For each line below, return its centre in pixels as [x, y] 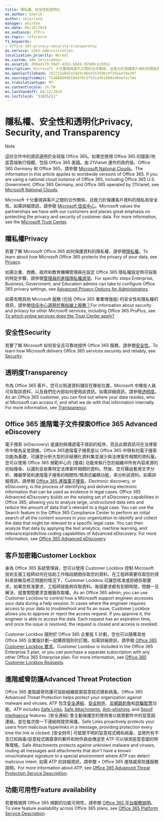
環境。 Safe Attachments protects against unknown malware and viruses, [82, 745]
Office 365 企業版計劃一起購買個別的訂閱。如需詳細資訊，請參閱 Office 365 [81, 641]
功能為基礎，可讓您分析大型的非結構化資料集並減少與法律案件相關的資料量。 [82, 457]
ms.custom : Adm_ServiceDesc [34, 60]
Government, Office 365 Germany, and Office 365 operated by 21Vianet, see [82, 185]
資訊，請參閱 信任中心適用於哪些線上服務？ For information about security [78, 305]
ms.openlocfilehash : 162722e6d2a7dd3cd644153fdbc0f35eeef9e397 [71, 74]
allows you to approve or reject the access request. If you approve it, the [78, 614]
